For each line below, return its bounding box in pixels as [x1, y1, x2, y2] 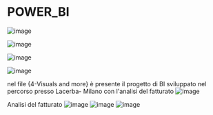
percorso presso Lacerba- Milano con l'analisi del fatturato [7, 87, 174, 95]
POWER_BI [7, 4, 70, 20]
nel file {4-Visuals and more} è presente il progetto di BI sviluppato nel [7, 79, 207, 88]
